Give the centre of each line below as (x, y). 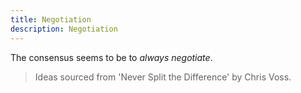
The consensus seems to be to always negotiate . (111, 57)
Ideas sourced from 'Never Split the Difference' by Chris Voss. (163, 77)
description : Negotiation (64, 29)
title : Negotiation (51, 19)
